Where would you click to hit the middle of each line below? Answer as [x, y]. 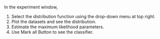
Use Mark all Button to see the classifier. [52, 32]
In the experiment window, [31, 7]
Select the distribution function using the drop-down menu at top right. [83, 16]
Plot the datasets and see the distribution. [54, 22]
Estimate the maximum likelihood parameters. [58, 27]
